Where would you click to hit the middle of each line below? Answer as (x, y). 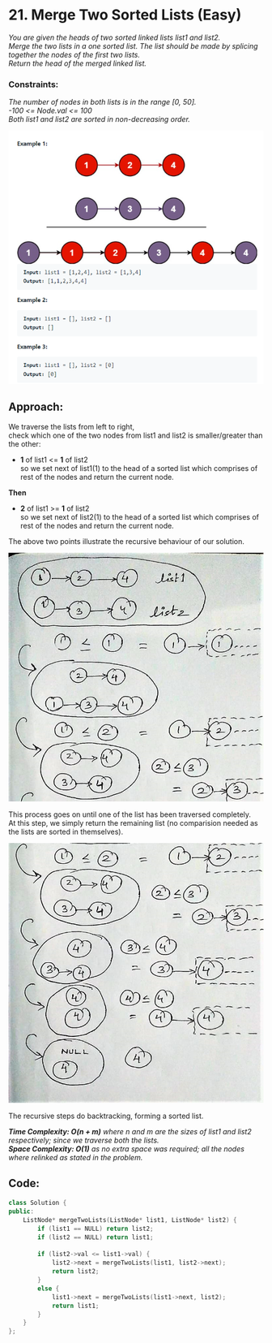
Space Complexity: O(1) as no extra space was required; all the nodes (127, 1149)
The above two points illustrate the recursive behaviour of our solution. (126, 541)
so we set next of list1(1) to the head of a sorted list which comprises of (139, 468)
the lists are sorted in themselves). (66, 831)
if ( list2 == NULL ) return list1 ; (96, 1237)
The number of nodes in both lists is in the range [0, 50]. (102, 102)
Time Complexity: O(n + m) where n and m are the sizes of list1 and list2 (130, 1132)
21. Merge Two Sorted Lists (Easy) (125, 15)
